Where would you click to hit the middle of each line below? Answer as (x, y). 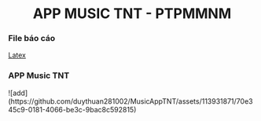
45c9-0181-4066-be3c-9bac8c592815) (72, 109)
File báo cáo (32, 38)
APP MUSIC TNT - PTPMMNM (132, 14)
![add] (18, 93)
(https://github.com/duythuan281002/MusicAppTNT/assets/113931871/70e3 (130, 101)
